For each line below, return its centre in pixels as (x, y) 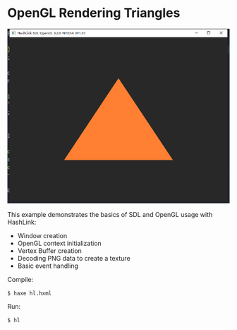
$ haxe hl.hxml (30, 293)
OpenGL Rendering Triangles (94, 13)
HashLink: (22, 222)
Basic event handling (48, 266)
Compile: (20, 279)
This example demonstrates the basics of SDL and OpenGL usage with (110, 214)
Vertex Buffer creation (50, 251)
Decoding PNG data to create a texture (74, 258)
